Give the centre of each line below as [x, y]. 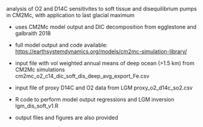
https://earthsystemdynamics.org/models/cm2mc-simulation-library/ [101, 51]
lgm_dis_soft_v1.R [37, 106]
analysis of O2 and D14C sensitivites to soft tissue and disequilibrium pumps [101, 9]
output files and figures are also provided [66, 118]
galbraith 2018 [33, 33]
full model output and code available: [61, 45]
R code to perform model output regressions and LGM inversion [95, 99]
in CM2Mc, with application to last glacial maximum [70, 15]
